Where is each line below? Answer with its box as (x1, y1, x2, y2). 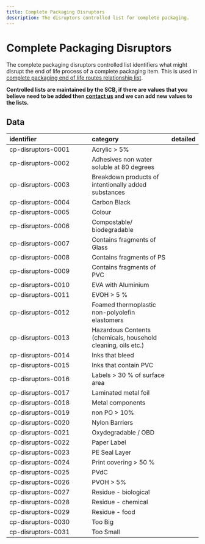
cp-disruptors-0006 (9, 222, 70, 230)
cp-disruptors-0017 (9, 389, 70, 397)
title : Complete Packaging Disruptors (6, 9, 105, 15)
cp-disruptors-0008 (9, 253, 70, 262)
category (92, 135, 119, 144)
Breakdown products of (92, 173, 159, 181)
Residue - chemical (92, 498, 148, 507)
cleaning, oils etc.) (92, 341, 145, 349)
